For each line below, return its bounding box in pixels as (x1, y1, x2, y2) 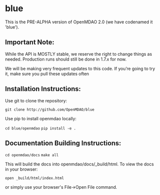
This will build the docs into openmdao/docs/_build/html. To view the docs (5, 161, 154, 167)
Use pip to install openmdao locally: (5, 115, 77, 121)
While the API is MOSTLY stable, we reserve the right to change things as (5, 51, 152, 57)
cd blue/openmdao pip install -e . (5, 126, 76, 131)
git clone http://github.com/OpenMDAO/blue (5, 107, 95, 112)
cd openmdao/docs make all (5, 153, 59, 158)
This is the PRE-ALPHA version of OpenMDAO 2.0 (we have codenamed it (5, 19, 153, 25)
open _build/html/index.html (5, 176, 64, 181)
